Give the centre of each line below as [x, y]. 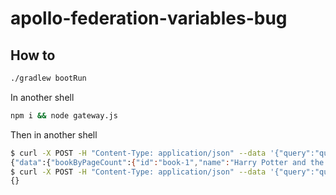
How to [33, 55]
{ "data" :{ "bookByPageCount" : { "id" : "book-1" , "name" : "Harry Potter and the [167, 162]
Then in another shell [54, 134]
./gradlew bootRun [48, 78]
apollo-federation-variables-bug [149, 18]
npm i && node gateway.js [64, 115]
